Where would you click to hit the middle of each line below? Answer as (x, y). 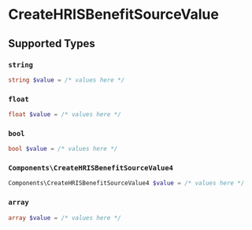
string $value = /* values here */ (67, 80)
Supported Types (52, 44)
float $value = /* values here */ (65, 115)
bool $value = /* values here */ (63, 149)
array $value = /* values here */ (65, 217)
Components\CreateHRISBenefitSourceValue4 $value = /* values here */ (126, 183)
